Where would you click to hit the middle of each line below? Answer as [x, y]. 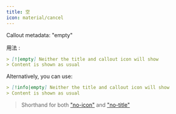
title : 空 [18, 12]
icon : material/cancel [35, 18]
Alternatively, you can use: [39, 76]
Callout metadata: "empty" [39, 35]
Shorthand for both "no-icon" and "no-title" [76, 105]
